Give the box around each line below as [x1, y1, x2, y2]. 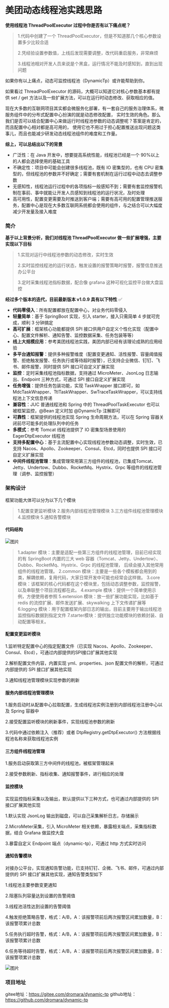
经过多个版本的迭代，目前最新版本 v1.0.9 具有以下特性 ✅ [5, 297, 122, 303]
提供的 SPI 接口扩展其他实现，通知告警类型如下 [5, 871, 103, 877]
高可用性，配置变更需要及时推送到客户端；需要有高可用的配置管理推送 [12, 196, 158, 202]
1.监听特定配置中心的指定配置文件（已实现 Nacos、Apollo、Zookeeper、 [5, 643, 155, 649]
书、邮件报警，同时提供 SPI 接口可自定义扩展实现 [12, 364, 115, 370]
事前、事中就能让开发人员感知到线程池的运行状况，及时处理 [21, 189, 145, 195]
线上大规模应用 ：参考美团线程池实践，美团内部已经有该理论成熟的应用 [12, 338, 158, 345]
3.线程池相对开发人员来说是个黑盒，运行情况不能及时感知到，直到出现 [17, 60, 163, 66]
